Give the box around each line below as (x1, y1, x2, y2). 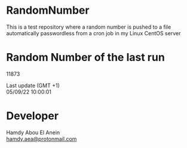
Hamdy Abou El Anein (6, 129, 60, 136)
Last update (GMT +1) (6, 82, 60, 89)
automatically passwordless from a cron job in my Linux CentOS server (6, 29, 181, 36)
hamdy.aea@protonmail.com (6, 135, 77, 142)
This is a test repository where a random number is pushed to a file (6, 23, 171, 30)
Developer (6, 109, 59, 123)
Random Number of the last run (6, 51, 165, 64)
